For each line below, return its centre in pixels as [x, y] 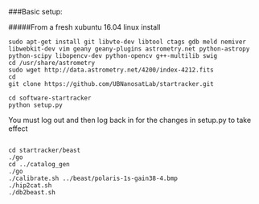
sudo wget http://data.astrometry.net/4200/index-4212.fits [111, 70]
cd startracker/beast [45, 150]
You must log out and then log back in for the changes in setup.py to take [130, 120]
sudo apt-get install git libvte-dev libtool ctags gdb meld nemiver [127, 42]
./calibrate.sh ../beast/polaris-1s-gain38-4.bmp [93, 178]
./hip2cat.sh [30, 186]
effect [18, 129]
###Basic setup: [35, 12]
